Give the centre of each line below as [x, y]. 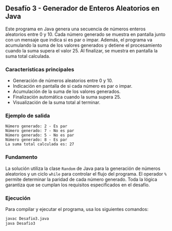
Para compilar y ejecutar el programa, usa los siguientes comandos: [77, 209]
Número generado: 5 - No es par [40, 136]
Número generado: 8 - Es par [36, 140]
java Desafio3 [20, 223]
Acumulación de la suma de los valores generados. [67, 91]
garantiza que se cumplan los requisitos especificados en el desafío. [78, 185]
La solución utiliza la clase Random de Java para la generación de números [83, 168]
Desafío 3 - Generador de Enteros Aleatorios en [82, 8]
